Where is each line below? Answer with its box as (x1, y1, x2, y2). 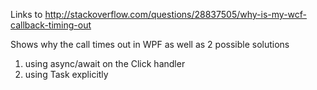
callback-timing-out (10, 19, 92, 31)
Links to (10, 9, 43, 20)
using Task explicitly (24, 69, 109, 80)
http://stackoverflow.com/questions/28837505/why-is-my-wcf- (44, 9, 308, 20)
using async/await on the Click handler (24, 58, 186, 69)
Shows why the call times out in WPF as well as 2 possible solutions (10, 39, 290, 50)
